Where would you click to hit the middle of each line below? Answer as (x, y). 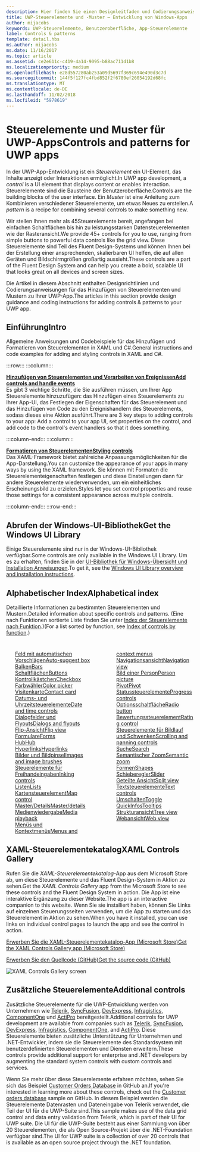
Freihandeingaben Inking (44, 774)
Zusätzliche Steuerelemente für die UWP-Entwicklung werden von (87, 1004)
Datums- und (31, 698)
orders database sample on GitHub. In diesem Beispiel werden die (87, 1098)
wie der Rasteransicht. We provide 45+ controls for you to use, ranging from (99, 233)
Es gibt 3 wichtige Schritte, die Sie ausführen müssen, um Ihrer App (89, 390)
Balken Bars (29, 666)
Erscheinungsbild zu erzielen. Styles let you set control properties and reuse (99, 489)
